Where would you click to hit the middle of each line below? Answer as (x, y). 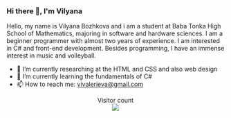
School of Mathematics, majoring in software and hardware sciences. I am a (114, 33)
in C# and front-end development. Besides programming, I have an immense (115, 49)
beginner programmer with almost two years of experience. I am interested (113, 41)
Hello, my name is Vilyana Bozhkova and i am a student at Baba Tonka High (114, 26)
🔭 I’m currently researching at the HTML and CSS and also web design (117, 69)
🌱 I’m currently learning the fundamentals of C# (84, 76)
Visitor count (115, 101)
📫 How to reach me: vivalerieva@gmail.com (80, 84)
